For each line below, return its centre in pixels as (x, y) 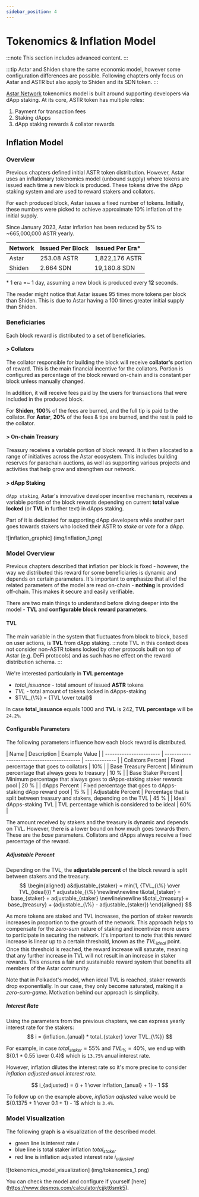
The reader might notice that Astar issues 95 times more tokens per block (96, 294)
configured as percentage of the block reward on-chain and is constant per (99, 375)
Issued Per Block (64, 248)
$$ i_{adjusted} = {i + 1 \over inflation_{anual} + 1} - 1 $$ (100, 1085)
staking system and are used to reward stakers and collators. (81, 192)
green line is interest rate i (47, 1143)
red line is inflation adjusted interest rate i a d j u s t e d (74, 1158)
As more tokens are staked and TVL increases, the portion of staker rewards (99, 916)
